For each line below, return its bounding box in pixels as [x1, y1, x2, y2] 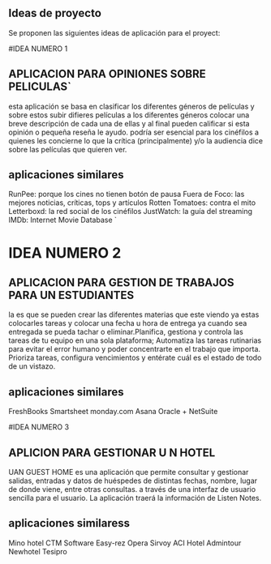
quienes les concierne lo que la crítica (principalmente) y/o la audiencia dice [8, 135, 264, 145]
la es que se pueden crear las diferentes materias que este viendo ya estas [8, 310, 260, 319]
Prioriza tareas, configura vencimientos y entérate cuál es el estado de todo [8, 352, 262, 363]
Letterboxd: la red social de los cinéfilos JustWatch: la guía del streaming [8, 207, 253, 216]
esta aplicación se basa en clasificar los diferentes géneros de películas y [8, 101, 255, 111]
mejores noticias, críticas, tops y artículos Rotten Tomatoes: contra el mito [8, 198, 256, 207]
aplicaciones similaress [8, 516, 131, 530]
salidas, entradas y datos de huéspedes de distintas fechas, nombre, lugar [8, 476, 258, 485]
